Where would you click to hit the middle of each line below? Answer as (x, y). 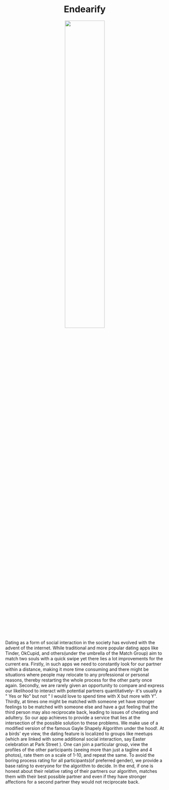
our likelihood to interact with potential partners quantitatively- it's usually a (83, 691)
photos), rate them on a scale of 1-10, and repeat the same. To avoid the (80, 755)
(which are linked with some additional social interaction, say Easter (76, 739)
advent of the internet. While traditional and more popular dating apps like (82, 648)
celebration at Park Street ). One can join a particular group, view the (77, 744)
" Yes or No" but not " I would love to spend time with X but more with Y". (81, 696)
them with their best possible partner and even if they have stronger (76, 776)
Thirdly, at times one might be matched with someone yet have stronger (80, 701)
